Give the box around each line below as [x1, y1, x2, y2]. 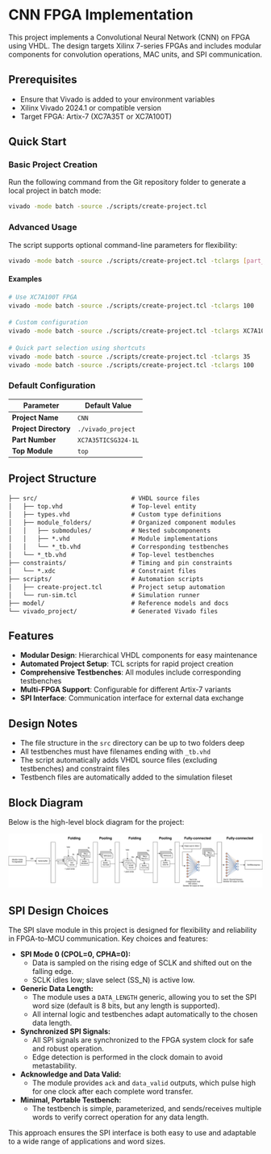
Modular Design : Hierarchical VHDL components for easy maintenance [19, 650, 258, 660]
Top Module [11, 446, 53, 456]
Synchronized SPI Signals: [19, 1026, 111, 1036]
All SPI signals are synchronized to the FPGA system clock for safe [31, 1035, 254, 1045]
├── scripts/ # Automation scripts [8, 575, 204, 583]
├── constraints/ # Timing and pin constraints [8, 558, 232, 567]
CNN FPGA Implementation [8, 6, 194, 24]
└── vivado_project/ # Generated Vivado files [8, 607, 219, 615]
